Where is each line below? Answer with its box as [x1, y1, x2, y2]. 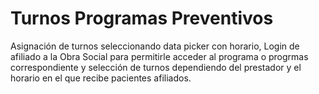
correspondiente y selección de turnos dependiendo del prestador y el [10, 61, 302, 73]
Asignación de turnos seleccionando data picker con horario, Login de [10, 40, 300, 52]
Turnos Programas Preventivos [10, 7, 274, 30]
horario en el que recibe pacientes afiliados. [10, 72, 192, 84]
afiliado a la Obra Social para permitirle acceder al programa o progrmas [10, 50, 309, 62]
